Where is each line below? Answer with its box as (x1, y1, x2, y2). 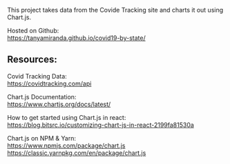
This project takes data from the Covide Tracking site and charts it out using (7, 6, 224, 14)
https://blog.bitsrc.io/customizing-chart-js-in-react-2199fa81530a (7, 121, 195, 129)
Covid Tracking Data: (7, 72, 67, 80)
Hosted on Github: (7, 27, 59, 34)
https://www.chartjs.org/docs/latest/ (7, 100, 111, 108)
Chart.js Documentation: (7, 92, 77, 101)
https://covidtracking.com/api (7, 79, 92, 88)
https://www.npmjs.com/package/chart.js (7, 141, 126, 150)
